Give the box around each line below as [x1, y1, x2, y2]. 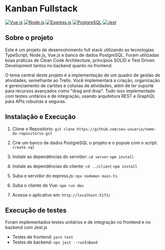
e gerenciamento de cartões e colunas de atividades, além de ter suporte [5, 83, 154, 88]
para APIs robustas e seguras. [5, 98, 66, 104]
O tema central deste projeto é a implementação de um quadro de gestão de [5, 72, 161, 78]
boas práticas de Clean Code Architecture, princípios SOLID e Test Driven [5, 57, 155, 63]
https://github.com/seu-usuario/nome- [76, 126, 157, 131]
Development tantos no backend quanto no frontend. [5, 62, 113, 68]
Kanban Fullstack [5, 3, 78, 14]
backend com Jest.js [5, 224, 48, 230]
